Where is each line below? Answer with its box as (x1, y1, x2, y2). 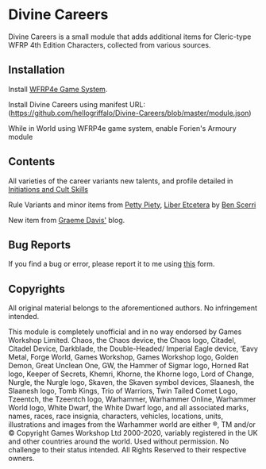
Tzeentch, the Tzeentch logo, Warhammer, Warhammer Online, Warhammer (8, 394, 256, 404)
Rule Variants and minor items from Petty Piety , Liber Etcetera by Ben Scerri (8, 200, 256, 210)
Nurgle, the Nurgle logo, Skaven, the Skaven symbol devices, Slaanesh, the (8, 378, 255, 387)
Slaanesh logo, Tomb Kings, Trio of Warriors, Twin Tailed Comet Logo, (8, 386, 238, 396)
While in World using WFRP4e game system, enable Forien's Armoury (8, 123, 237, 133)
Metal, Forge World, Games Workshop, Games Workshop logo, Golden (8, 352, 239, 362)
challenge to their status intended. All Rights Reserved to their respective (8, 445, 247, 455)
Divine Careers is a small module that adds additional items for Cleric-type (8, 32, 252, 41)
